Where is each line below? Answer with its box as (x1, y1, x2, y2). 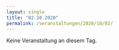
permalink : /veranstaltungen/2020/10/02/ (6, 20, 114, 26)
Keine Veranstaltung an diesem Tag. (6, 37, 97, 45)
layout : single (6, 9, 45, 15)
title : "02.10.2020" (6, 15, 59, 21)
